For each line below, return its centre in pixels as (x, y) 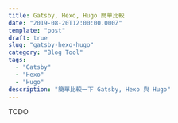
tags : (17, 60)
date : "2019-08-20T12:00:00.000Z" (66, 23)
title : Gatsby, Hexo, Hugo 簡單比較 (66, 15)
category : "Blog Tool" (46, 52)
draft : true (28, 38)
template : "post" (37, 30)
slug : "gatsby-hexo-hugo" (51, 45)
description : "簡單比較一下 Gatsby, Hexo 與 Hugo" (89, 89)
